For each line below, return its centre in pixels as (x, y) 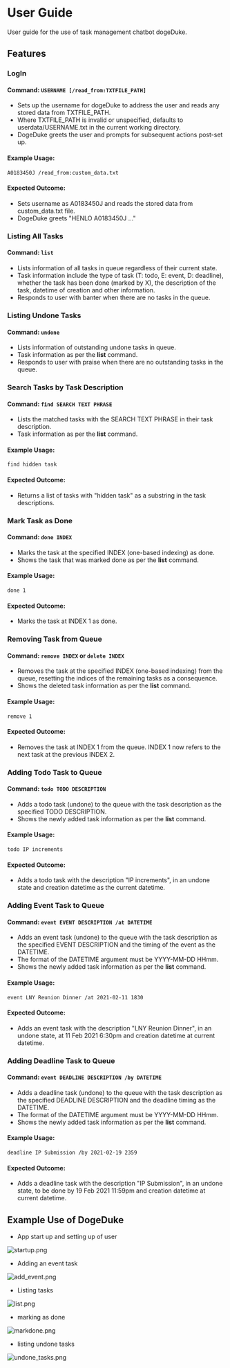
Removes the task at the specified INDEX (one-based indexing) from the (120, 671)
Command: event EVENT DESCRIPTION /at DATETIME (80, 922)
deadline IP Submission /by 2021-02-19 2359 (72, 1153)
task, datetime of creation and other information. (86, 290)
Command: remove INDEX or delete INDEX (66, 656)
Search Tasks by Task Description (65, 387)
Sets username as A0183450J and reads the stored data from (105, 203)
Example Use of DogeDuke (66, 1220)
